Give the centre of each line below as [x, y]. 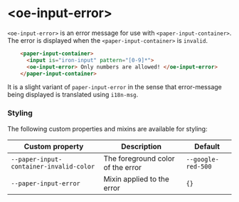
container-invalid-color [53, 166]
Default [207, 146]
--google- [202, 159]
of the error [123, 167]
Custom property [54, 146]
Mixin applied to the [136, 178]
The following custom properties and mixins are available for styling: [107, 128]
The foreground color [139, 158]
